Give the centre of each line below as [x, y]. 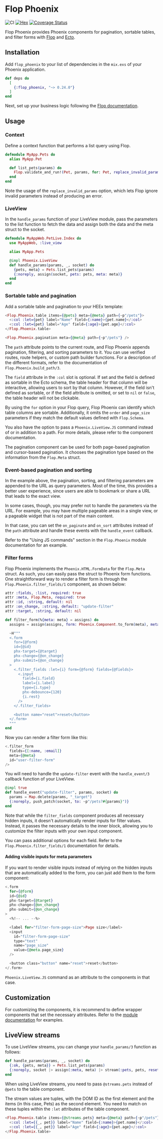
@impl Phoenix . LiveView [33, 260]
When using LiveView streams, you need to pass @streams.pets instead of [79, 1084]
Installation [22, 52]
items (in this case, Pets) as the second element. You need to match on [76, 1103]
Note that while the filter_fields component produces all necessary [74, 815]
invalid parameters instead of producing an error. [54, 196]
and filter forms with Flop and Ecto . [40, 37]
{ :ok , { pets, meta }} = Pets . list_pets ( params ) [57, 1066]
